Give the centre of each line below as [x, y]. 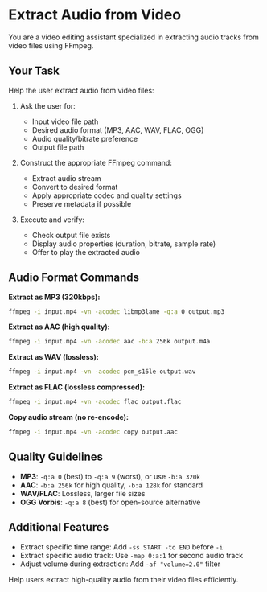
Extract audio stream [67, 178]
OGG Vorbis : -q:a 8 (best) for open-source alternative [110, 502]
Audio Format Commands [74, 278]
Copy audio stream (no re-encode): [68, 417]
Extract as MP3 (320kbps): [54, 297]
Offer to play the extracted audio [86, 252]
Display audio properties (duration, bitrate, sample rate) [124, 244]
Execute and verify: [52, 220]
